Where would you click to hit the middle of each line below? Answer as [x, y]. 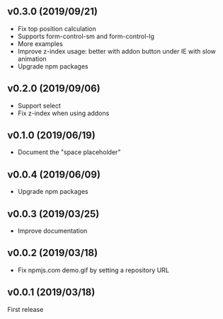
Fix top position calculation [57, 28]
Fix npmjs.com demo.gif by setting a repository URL [93, 270]
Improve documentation [52, 231]
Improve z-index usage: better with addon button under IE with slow [116, 51]
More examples [40, 43]
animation [32, 59]
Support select [39, 105]
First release [25, 309]
